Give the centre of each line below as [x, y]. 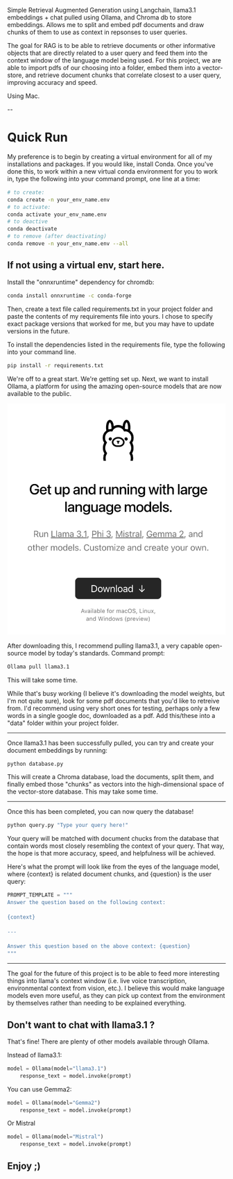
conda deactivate [32, 229]
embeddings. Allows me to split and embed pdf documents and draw [106, 25]
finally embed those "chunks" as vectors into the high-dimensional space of [116, 785]
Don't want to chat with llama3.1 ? [81, 1025]
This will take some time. [43, 680]
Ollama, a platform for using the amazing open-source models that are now [114, 386]
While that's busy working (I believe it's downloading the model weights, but [116, 693]
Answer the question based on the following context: [87, 903]
